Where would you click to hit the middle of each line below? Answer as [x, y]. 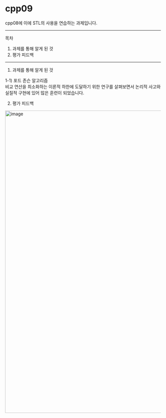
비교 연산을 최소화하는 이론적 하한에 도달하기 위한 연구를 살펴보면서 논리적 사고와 [83, 87]
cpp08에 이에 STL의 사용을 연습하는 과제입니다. [51, 23]
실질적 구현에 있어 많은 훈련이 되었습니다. [45, 93]
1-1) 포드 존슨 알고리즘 [26, 80]
